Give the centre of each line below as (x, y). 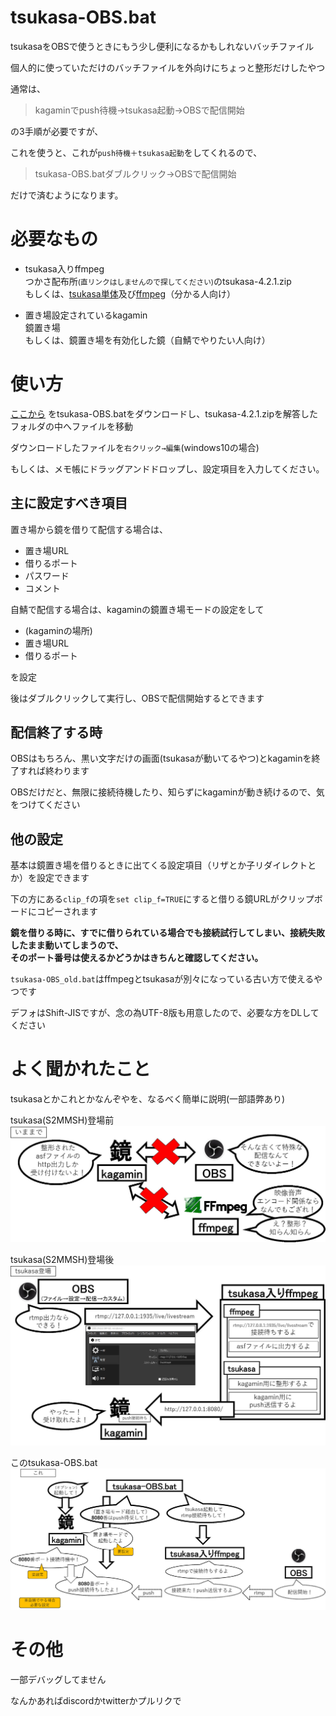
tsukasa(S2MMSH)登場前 (62, 1120)
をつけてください (45, 805)
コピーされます (67, 912)
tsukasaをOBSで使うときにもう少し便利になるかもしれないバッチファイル (162, 46)
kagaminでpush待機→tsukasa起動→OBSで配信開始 (139, 110)
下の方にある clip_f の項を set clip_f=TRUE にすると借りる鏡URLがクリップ (162, 899)
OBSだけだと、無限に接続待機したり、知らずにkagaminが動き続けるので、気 (167, 792)
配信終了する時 (56, 732)
